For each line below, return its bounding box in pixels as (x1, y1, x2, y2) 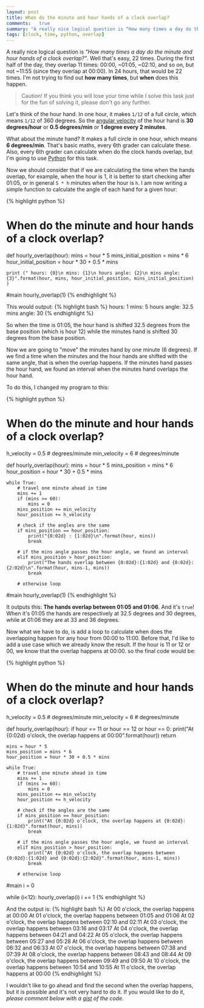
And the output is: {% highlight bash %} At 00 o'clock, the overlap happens (6, 905, 195, 913)
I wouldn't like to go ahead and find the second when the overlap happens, (6, 981, 194, 989)
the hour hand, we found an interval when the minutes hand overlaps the (6, 365, 188, 373)
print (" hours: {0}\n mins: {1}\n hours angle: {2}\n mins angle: (6, 270, 181, 277)
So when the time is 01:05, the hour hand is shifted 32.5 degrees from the (6, 322, 190, 329)
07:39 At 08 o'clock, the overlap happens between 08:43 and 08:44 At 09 (6, 950, 192, 958)
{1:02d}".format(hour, (6, 823, 64, 829)
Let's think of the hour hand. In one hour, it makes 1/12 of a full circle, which (6, 111, 197, 118)
